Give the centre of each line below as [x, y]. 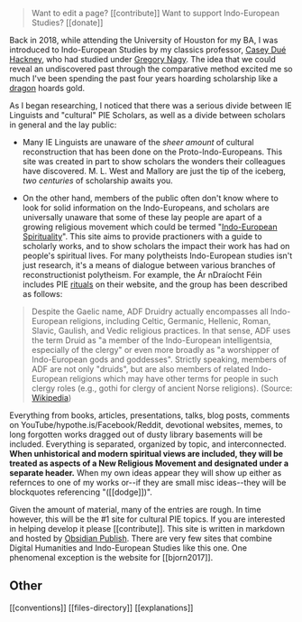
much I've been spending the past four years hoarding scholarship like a [143, 79]
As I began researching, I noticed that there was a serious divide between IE [151, 106]
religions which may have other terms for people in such [174, 379]
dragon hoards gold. [47, 88]
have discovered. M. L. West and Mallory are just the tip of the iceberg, [154, 171]
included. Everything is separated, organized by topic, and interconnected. [148, 444]
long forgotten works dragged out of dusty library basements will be [136, 434]
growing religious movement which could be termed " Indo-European [150, 227]
